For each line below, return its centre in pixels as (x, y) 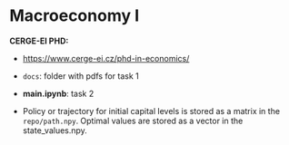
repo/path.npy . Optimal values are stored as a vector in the (133, 121)
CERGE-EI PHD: (39, 41)
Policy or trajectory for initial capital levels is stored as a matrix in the (151, 111)
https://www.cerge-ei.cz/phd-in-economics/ (106, 58)
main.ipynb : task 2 (58, 93)
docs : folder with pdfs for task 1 (80, 76)
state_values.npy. (55, 130)
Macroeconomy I (75, 16)
